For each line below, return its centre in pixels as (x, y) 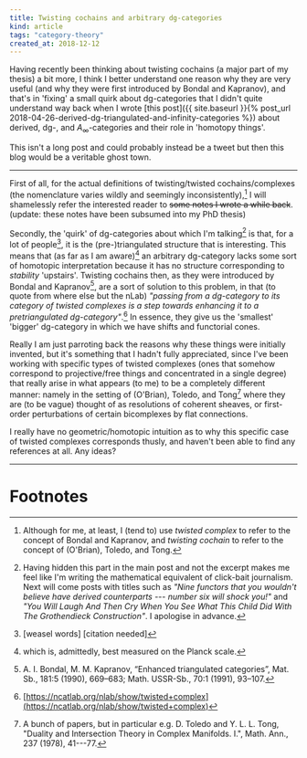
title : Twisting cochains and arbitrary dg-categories (116, 18)
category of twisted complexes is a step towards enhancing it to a (134, 306)
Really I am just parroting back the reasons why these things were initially (148, 344)
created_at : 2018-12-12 (55, 43)
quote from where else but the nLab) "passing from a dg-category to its (145, 296)
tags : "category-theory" (57, 35)
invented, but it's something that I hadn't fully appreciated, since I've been (149, 353)
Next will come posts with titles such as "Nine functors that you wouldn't (159, 586)
